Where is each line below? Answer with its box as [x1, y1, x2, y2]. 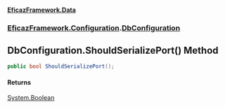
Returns [7, 78, 32, 87]
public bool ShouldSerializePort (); [7, 63, 115, 70]
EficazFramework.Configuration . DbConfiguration [7, 23, 181, 33]
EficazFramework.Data [7, 6, 76, 14]
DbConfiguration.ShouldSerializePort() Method [7, 44, 219, 56]
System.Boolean [7, 94, 55, 102]
